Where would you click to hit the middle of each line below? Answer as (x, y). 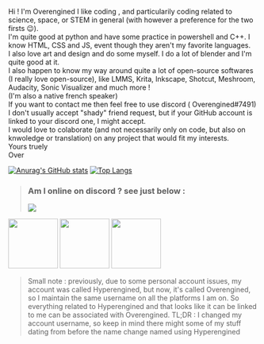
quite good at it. (34, 62)
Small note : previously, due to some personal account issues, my (134, 281)
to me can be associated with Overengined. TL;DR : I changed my (135, 315)
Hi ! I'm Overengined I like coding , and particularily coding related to (120, 12)
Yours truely (28, 147)
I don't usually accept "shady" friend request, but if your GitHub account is (130, 113)
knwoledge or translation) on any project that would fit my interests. (119, 138)
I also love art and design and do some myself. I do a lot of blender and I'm (130, 54)
